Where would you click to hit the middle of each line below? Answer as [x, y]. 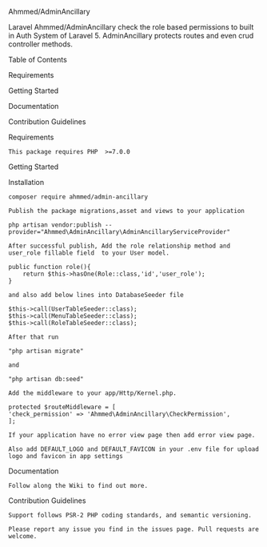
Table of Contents [38, 60]
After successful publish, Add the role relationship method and [119, 246]
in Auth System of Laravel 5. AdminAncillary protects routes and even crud [131, 36]
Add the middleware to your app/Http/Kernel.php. [93, 393]
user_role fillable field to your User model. [89, 253]
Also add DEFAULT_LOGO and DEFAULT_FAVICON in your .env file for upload [134, 449]
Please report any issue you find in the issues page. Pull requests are [134, 529]
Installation [26, 182]
